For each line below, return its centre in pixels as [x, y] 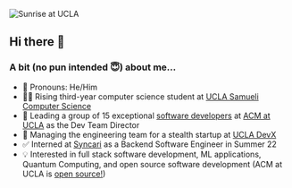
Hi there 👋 [37, 42]
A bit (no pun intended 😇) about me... [93, 67]
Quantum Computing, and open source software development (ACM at [152, 164]
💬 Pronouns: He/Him [60, 87]
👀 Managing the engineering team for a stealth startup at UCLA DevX [149, 134]
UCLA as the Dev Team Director [81, 124]
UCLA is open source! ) [64, 174]
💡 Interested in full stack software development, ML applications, [142, 154]
